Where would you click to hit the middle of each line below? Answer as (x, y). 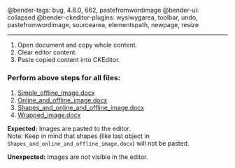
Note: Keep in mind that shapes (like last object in (79, 136)
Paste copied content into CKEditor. (69, 60)
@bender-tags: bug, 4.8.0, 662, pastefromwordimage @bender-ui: (103, 10)
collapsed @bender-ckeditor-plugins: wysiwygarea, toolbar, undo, (102, 17)
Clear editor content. (47, 52)
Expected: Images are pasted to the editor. (69, 129)
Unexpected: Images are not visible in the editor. (78, 157)
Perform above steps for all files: (64, 77)
